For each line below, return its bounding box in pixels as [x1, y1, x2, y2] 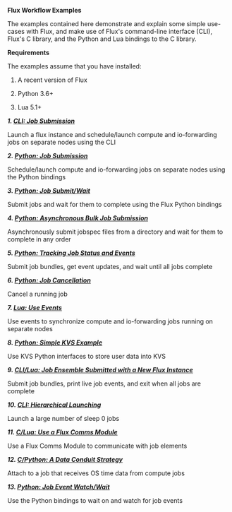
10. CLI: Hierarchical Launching [7, 400, 102, 409]
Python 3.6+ [17, 90, 54, 97]
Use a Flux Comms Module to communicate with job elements [7, 441, 188, 450]
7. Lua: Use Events [7, 304, 62, 311]
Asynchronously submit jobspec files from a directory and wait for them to [7, 227, 224, 236]
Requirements [7, 49, 50, 56]
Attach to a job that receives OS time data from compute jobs [7, 469, 185, 477]
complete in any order [7, 235, 72, 243]
